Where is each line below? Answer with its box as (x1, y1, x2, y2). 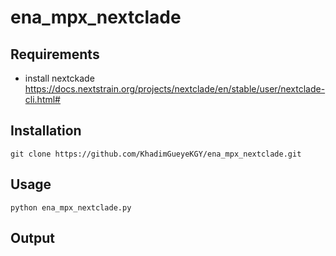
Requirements (10, 46, 100, 63)
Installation (10, 122, 82, 140)
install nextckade (24, 72, 95, 84)
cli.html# (24, 94, 61, 105)
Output (10, 230, 55, 247)
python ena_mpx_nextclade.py (10, 202, 132, 213)
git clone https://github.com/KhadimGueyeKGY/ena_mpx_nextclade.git (10, 149, 302, 159)
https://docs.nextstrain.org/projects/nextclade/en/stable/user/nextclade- (24, 83, 326, 95)
